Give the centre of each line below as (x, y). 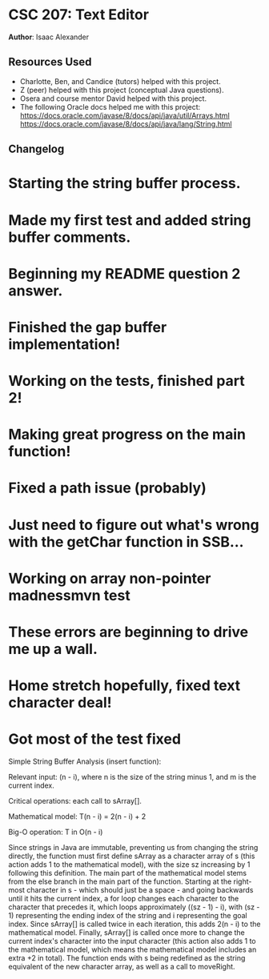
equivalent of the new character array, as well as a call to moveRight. (122, 967)
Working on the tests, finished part (127, 381)
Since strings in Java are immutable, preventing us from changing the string (133, 848)
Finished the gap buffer (88, 327)
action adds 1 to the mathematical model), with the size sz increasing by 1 (129, 865)
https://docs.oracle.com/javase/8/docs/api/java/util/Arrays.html (124, 115)
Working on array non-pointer (110, 578)
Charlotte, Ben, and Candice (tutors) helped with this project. (120, 81)
